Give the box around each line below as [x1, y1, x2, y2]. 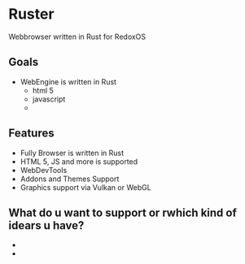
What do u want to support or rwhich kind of [8, 206, 238, 219]
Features [8, 127, 55, 141]
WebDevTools [20, 165, 68, 175]
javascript [32, 94, 66, 104]
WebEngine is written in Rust [20, 76, 116, 86]
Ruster [8, 5, 55, 24]
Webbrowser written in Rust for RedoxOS [8, 32, 147, 41]
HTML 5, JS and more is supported [20, 156, 138, 167]
